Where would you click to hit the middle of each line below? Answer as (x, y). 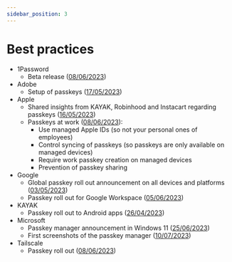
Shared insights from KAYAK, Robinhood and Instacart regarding (122, 107)
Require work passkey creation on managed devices (115, 159)
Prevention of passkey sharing (83, 167)
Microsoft (31, 220)
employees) (56, 137)
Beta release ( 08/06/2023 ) (67, 76)
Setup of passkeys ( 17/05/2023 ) (75, 91)
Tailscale (30, 243)
